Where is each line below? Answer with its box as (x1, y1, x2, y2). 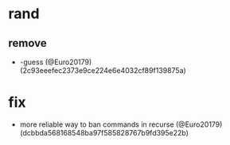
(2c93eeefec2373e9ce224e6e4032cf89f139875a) (19, 66, 187, 75)
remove (8, 36, 47, 50)
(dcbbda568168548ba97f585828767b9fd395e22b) (19, 128, 189, 137)
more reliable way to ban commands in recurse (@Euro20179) (19, 120, 223, 129)
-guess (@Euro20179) (19, 57, 92, 67)
